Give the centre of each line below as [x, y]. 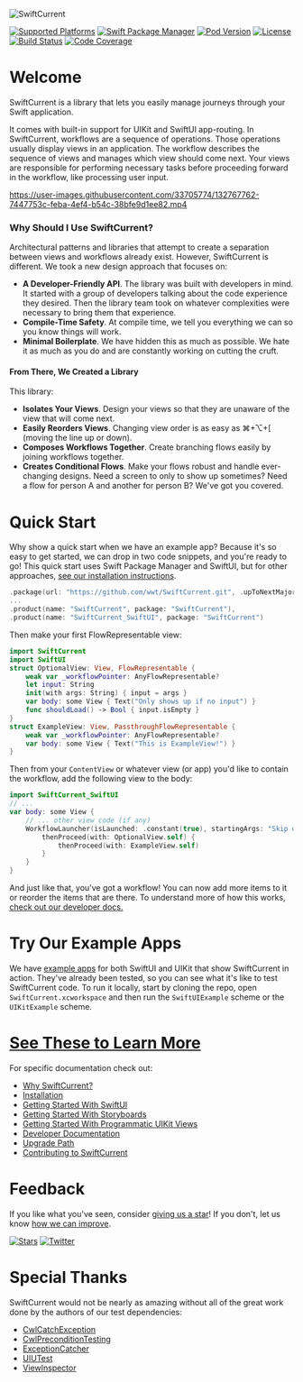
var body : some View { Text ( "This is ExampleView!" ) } [131, 744]
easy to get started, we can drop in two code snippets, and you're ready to [148, 557]
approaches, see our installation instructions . [93, 576]
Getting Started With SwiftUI [75, 1104]
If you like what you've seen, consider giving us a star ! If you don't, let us [145, 1213]
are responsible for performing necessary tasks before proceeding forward [149, 168]
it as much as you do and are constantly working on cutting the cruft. [151, 351]
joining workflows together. [73, 457]
